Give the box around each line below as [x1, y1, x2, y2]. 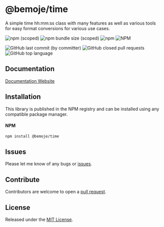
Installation [5, 93, 41, 101]
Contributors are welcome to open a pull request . [5, 189, 106, 195]
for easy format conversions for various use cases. [5, 25, 110, 31]
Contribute [5, 175, 40, 184]
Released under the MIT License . [5, 216, 73, 222]
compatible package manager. [5, 111, 68, 117]
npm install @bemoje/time [5, 134, 59, 139]
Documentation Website [5, 78, 55, 84]
